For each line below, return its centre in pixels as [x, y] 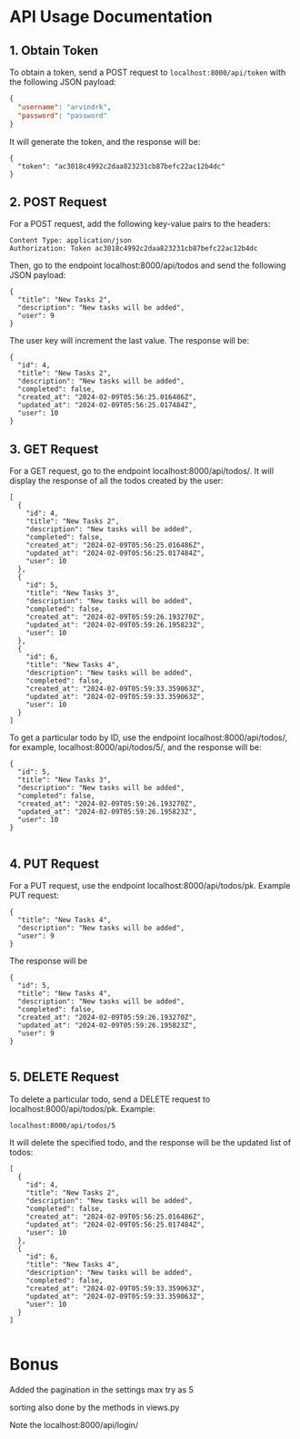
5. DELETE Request [65, 1077]
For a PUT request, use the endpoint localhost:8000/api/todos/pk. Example [150, 885]
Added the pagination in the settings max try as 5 [101, 1389]
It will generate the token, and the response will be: [105, 141]
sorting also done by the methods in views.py [95, 1407]
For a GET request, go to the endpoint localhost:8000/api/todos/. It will [142, 471]
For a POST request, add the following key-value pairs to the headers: [140, 224]
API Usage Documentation [111, 17]
